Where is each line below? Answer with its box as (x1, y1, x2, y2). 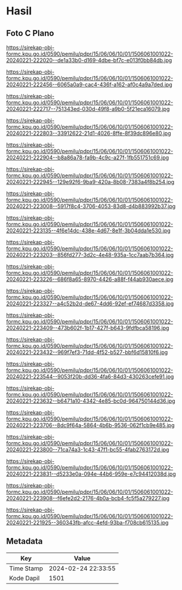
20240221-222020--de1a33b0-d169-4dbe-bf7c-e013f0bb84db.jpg (6, 57, 172, 63)
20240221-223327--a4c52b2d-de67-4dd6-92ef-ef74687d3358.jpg (6, 300, 174, 307)
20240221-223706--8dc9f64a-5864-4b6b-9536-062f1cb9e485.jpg (6, 422, 175, 429)
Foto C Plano (6, 28, 54, 38)
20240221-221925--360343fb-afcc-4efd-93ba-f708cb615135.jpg (6, 519, 169, 526)
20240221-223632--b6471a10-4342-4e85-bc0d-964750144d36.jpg (6, 397, 175, 404)
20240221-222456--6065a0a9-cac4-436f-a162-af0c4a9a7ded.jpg (6, 81, 172, 88)
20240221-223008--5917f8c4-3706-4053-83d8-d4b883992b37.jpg (6, 202, 176, 210)
